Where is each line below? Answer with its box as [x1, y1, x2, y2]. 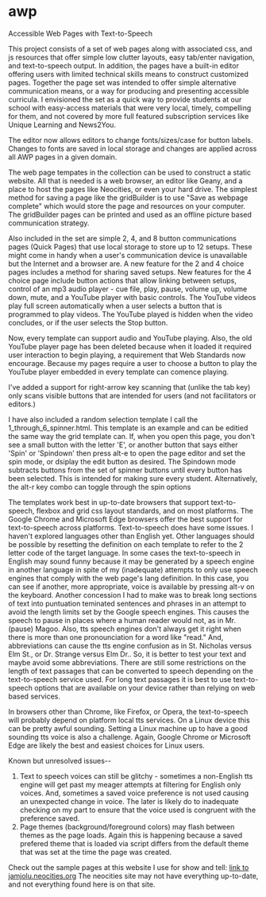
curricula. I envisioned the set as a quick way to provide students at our [8, 94, 242, 104]
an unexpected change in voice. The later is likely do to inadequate [19, 796, 239, 806]
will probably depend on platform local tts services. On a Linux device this [8, 715, 250, 725]
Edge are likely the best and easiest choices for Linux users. [8, 741, 205, 750]
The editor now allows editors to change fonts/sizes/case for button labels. [8, 135, 253, 144]
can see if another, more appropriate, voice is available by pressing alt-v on [8, 582, 256, 591]
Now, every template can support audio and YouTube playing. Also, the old [8, 333, 253, 343]
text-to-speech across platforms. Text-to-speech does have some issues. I [8, 522, 254, 532]
